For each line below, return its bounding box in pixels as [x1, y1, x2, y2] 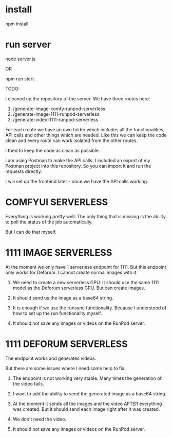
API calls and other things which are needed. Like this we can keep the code [5, 132, 167, 138]
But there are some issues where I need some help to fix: [5, 365, 126, 371]
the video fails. [12, 380, 45, 387]
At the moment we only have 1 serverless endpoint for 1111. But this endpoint [5, 264, 166, 270]
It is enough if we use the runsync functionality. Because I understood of [12, 305, 167, 311]
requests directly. [5, 168, 42, 174]
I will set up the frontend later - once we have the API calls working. [5, 178, 148, 184]
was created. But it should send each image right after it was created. [12, 406, 160, 412]
